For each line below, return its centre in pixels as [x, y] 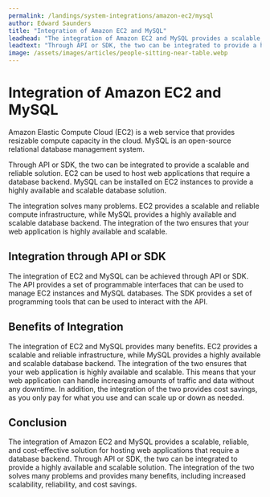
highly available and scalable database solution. [88, 190]
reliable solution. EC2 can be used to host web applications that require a [129, 173]
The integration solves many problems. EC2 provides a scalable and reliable [134, 206]
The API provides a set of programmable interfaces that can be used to [126, 284]
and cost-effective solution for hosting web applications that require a [124, 450]
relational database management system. [77, 149]
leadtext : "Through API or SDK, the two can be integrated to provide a [133, 46]
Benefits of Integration [66, 327]
